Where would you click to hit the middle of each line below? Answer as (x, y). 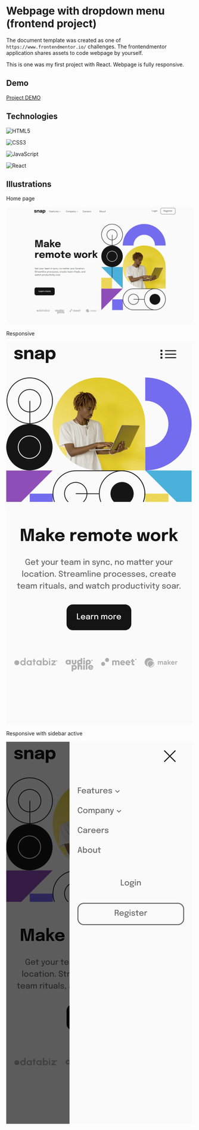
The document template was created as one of (63, 40)
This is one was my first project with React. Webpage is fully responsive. (95, 64)
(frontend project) (52, 24)
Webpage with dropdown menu (85, 11)
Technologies (32, 117)
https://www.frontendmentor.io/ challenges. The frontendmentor (86, 47)
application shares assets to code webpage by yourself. (75, 53)
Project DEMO (24, 97)
